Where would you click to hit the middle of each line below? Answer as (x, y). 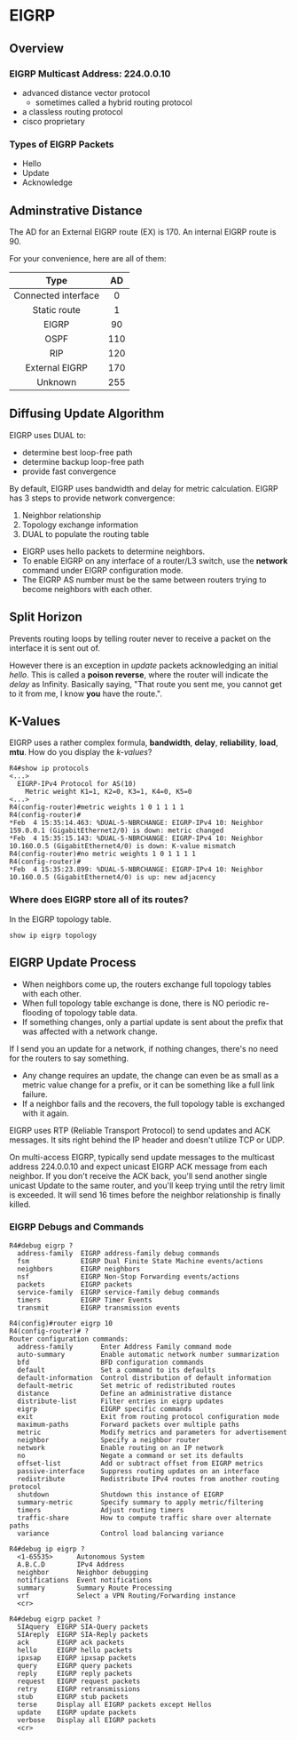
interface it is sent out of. (55, 648)
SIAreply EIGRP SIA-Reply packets (83, 1634)
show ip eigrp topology (53, 935)
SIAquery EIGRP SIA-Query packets (83, 1627)
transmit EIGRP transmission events (98, 1308)
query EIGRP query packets (75, 1665)
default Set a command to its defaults (117, 1370)
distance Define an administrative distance (125, 1393)
